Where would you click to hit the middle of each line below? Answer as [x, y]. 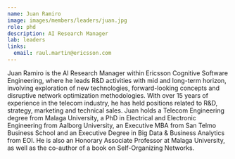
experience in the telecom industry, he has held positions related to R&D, [113, 103]
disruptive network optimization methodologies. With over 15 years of [108, 95]
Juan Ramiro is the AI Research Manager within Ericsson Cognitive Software [118, 73]
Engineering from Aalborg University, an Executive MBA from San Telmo [112, 125]
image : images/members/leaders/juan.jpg [68, 20]
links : [17, 46]
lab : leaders [26, 40]
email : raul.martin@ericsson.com [63, 53]
